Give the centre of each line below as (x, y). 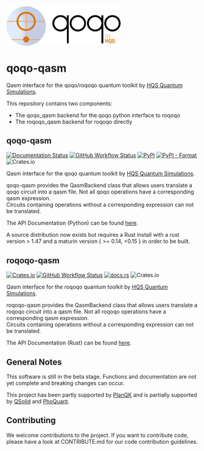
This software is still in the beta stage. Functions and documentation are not (101, 377)
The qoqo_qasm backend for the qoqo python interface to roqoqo (98, 115)
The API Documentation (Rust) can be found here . (69, 343)
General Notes (34, 362)
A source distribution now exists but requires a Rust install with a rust (93, 235)
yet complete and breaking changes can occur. (65, 383)
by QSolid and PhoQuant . (38, 402)
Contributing (31, 420)
